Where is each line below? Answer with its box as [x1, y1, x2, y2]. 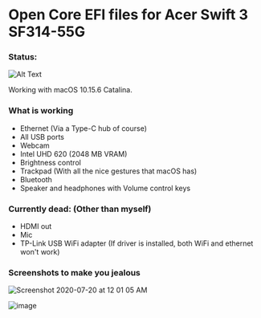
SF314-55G [8, 22, 86, 41]
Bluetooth [19, 174, 52, 184]
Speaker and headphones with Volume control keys [19, 183, 191, 193]
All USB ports [19, 132, 64, 141]
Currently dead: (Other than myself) [8, 203, 152, 214]
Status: [8, 51, 38, 63]
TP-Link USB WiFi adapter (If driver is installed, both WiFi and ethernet [19, 238, 254, 248]
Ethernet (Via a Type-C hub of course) [19, 123, 147, 133]
